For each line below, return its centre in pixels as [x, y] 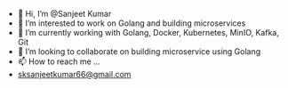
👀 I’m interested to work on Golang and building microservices [132, 23]
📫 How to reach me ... [59, 61]
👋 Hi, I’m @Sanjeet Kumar [64, 14]
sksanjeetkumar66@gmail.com [74, 74]
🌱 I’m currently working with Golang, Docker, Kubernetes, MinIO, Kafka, [148, 32]
